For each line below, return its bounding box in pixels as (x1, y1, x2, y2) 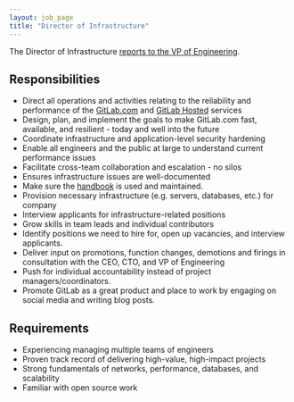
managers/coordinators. (21, 276, 111, 287)
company (21, 200, 57, 211)
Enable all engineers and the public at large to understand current (21, 143, 264, 154)
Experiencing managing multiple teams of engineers (21, 345, 214, 356)
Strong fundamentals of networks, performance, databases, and (21, 364, 259, 374)
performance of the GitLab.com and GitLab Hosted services (21, 105, 242, 116)
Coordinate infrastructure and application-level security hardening (21, 133, 265, 144)
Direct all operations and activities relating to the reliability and (21, 96, 251, 106)
